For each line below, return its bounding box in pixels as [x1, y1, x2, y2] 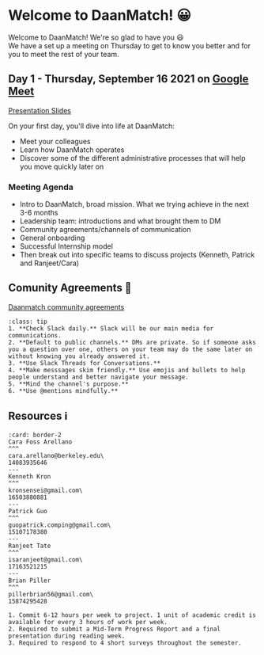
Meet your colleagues [19, 136, 91, 146]
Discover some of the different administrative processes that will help [19, 153, 247, 162]
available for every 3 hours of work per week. [8, 618, 168, 626]
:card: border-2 [8, 431, 62, 439]
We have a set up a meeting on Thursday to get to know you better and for [8, 40, 251, 50]
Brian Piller [8, 577, 51, 585]
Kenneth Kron [8, 472, 51, 481]
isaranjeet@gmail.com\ [8, 555, 83, 564]
